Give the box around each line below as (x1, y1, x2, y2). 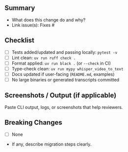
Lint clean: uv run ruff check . (11, 55, 76, 61)
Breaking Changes (4, 118, 62, 127)
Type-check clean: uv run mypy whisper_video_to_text (11, 65, 124, 71)
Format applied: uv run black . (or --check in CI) (11, 60, 111, 66)
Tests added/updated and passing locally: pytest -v (11, 49, 118, 55)
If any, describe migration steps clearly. (11, 141, 92, 147)
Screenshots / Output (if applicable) (4, 91, 117, 100)
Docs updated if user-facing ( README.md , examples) (11, 71, 115, 77)
